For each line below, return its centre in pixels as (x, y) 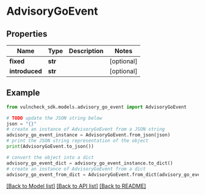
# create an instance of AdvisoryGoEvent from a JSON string (86, 130)
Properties (27, 34)
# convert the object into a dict (50, 157)
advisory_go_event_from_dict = (46, 175)
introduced (26, 71)
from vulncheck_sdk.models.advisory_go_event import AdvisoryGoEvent (97, 107)
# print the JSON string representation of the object (77, 141)
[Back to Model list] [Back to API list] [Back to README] (76, 186)
